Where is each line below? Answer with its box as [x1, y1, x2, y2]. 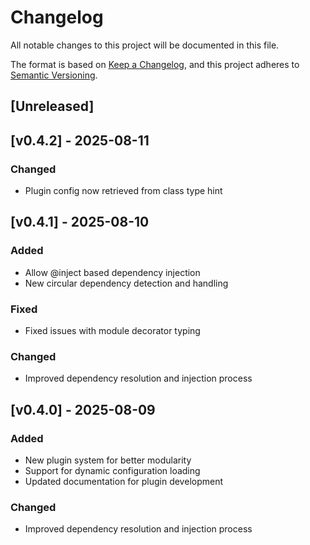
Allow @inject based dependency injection [24, 266, 201, 278]
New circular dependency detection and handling [24, 277, 229, 289]
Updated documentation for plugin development [24, 475, 224, 487]
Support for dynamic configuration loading [24, 464, 201, 476]
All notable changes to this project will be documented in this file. [10, 39, 280, 51]
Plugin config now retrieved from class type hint [24, 185, 223, 197]
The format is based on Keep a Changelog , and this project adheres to [10, 58, 300, 70]
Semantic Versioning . [10, 69, 98, 81]
